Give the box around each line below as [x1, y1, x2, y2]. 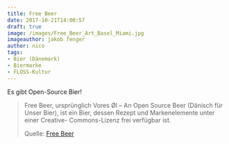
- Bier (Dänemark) [7, 56, 60, 63]
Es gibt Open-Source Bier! [7, 88, 82, 96]
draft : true [7, 23, 42, 30]
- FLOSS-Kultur [7, 68, 51, 75]
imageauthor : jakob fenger [7, 36, 85, 43]
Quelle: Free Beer [24, 129, 74, 138]
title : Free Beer [7, 10, 58, 17]
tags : [7, 49, 23, 56]
